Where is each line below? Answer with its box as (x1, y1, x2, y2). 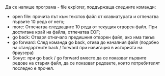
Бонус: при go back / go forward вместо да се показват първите (12, 55, 146, 60)
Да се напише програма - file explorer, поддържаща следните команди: (5, 4, 156, 10)
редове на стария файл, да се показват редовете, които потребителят (12, 60, 160, 66)
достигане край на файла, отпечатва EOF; (12, 29, 101, 35)
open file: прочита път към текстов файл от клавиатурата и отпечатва (12, 14, 159, 19)
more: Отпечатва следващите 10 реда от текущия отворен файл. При (12, 24, 157, 30)
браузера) (12, 50, 34, 56)
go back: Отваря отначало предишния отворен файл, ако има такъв (12, 34, 155, 40)
